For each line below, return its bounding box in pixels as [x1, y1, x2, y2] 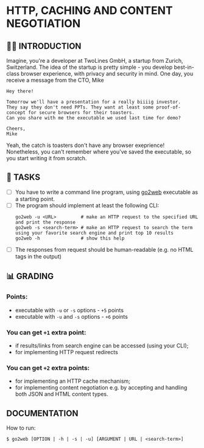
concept [6, 110, 26, 116]
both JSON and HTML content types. [15, 391, 108, 398]
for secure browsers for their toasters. [28, 110, 135, 116]
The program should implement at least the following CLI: [15, 202, 160, 209]
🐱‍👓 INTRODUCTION [6, 41, 82, 51]
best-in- [174, 63, 195, 71]
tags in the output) [15, 253, 62, 260]
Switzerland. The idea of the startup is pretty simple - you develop [6, 63, 173, 71]
